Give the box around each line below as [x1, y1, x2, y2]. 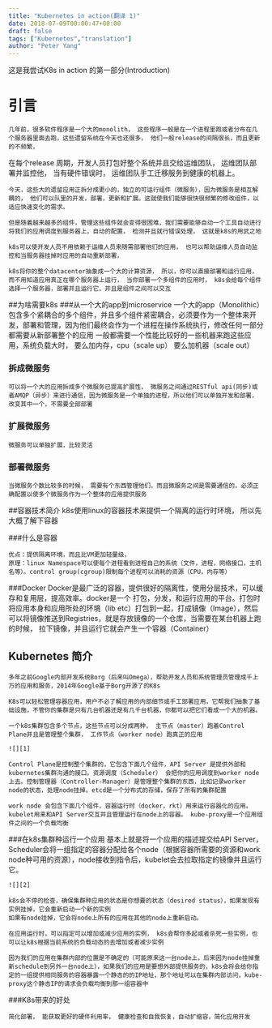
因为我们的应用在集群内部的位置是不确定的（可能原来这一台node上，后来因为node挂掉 [8, 953, 255, 962]
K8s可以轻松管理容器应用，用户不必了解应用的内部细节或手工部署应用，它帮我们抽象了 [8, 697, 255, 705]
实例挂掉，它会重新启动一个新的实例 [8, 905, 112, 913]
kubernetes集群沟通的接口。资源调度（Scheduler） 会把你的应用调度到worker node [8, 769, 260, 777]
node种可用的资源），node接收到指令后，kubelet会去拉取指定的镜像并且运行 [8, 855, 262, 864]
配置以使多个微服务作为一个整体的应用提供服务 [14, 490, 147, 499]
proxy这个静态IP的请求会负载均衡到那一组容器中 [8, 979, 149, 987]
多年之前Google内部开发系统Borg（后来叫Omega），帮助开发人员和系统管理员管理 [8, 673, 241, 681]
